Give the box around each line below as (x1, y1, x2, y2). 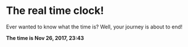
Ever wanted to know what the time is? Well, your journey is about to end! (6, 23, 183, 30)
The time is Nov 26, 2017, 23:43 (6, 34, 85, 41)
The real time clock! (6, 4, 104, 17)
